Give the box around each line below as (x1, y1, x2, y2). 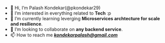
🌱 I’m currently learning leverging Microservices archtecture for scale (10, 16, 160, 21)
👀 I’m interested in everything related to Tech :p (10, 10, 112, 16)
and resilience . (10, 21, 43, 27)
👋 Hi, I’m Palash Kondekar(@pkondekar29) (10, 5, 101, 11)
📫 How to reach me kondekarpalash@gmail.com (10, 32, 118, 38)
